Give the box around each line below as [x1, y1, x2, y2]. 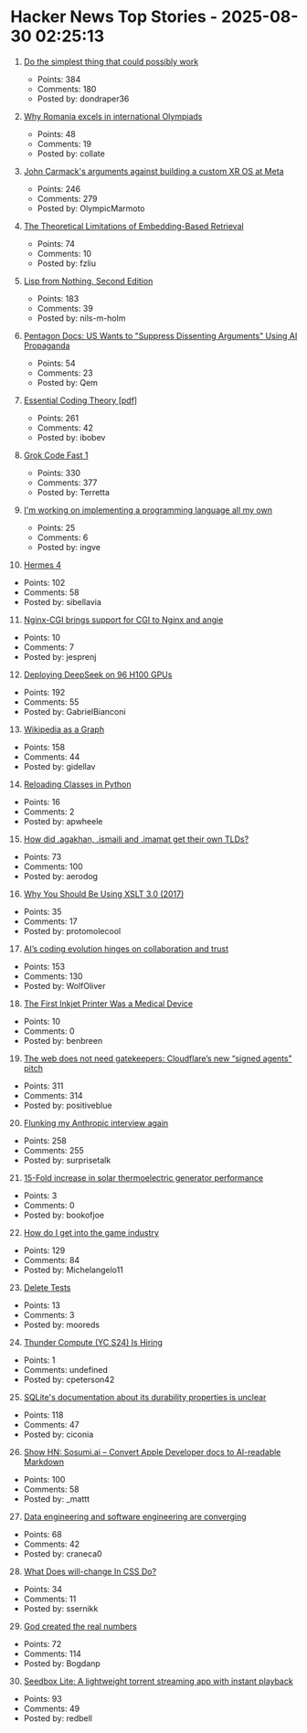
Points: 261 [37, 412, 79, 423]
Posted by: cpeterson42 [23, 1374, 115, 1385]
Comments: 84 [23, 1254, 80, 1265]
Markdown [23, 1456, 65, 1467]
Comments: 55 [23, 696, 79, 707]
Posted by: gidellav [23, 760, 96, 771]
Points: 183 [37, 292, 79, 303]
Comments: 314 [23, 1090, 83, 1100]
